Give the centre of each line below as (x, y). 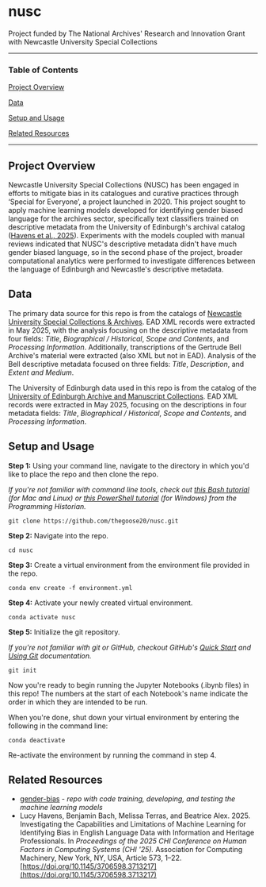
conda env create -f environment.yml (70, 588)
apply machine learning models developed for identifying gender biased (126, 210)
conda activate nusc (42, 617)
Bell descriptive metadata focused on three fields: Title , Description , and (126, 364)
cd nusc (21, 550)
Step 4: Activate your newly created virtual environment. (101, 603)
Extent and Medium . (41, 372)
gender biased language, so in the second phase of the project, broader (125, 253)
